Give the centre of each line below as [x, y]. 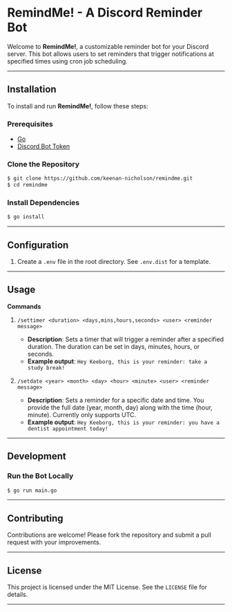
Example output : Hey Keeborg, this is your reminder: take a [117, 361]
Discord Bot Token [43, 146]
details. [18, 595]
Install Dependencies [43, 203]
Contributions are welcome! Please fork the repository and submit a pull [109, 535]
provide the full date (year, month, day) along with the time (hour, [120, 407]
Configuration [38, 245]
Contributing [35, 518]
